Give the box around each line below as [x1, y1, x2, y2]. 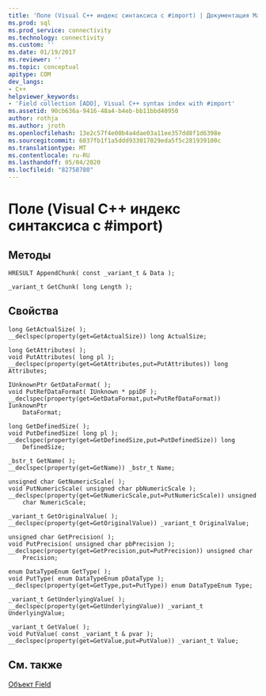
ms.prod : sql [8, 19, 51, 27]
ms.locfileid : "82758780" [8, 166, 93, 174]
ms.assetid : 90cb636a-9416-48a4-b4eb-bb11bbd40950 [8, 108, 179, 115]
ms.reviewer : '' [8, 56, 62, 64]
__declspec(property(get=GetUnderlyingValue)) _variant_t [8, 602, 203, 610]
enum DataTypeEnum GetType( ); [8, 567, 112, 576]
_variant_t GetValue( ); [8, 622, 90, 631]
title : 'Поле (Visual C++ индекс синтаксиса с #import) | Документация [8, 11, 249, 20]
